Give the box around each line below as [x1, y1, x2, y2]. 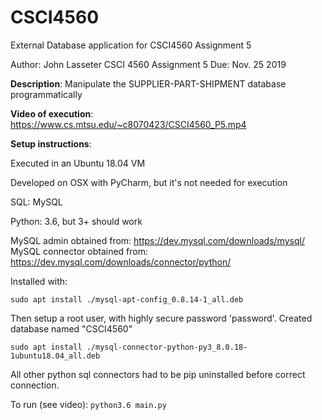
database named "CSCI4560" [10, 322, 133, 335]
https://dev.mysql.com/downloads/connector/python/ [10, 256, 232, 268]
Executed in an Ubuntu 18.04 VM [10, 157, 146, 169]
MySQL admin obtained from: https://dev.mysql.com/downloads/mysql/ [10, 234, 305, 246]
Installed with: [10, 275, 68, 287]
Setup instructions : [10, 137, 92, 150]
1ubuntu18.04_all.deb [10, 351, 101, 361]
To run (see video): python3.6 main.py [10, 398, 167, 410]
